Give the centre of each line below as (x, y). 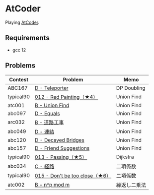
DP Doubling (131, 88)
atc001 (16, 105)
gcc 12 (19, 50)
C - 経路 (44, 166)
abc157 (17, 148)
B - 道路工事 (49, 122)
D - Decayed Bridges (59, 140)
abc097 (17, 113)
